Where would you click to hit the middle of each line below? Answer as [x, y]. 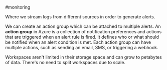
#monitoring [18, 7]
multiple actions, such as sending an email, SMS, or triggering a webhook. [82, 47]
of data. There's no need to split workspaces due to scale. [65, 62]
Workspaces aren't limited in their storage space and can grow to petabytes [83, 57]
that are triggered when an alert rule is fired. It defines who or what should [82, 37]
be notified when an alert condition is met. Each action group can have [78, 42]
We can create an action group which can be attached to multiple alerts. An [83, 26]
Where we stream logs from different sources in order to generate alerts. [80, 17]
